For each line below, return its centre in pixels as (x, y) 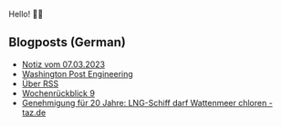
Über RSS (40, 83)
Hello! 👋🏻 (26, 14)
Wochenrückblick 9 (58, 93)
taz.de (34, 112)
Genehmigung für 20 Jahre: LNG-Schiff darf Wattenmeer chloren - (147, 102)
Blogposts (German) (68, 42)
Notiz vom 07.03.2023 (63, 64)
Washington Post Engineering (77, 73)
